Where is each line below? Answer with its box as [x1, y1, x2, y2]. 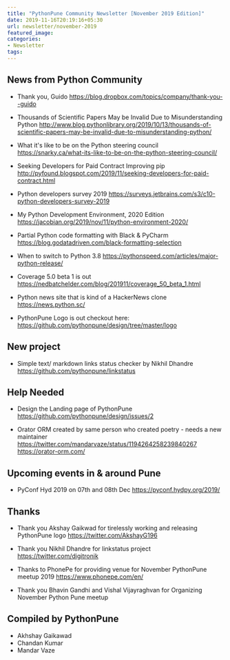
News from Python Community [7, 74, 143, 86]
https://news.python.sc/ [17, 300, 85, 309]
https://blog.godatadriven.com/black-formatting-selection [17, 238, 182, 247]
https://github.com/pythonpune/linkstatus [17, 367, 136, 375]
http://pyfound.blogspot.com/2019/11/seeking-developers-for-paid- [17, 169, 209, 177]
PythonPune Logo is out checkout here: [17, 313, 129, 322]
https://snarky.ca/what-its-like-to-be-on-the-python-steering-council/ [17, 148, 218, 156]
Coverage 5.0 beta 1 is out [17, 272, 92, 280]
